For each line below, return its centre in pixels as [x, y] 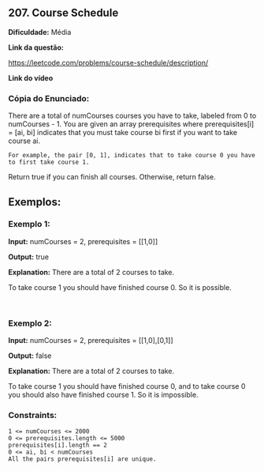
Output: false [30, 356]
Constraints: [33, 416]
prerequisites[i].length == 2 [58, 446]
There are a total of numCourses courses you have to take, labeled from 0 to [132, 116]
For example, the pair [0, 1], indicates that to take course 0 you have [132, 156]
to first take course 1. [49, 162]
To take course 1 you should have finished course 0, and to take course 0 [127, 386]
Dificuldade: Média [40, 32]
